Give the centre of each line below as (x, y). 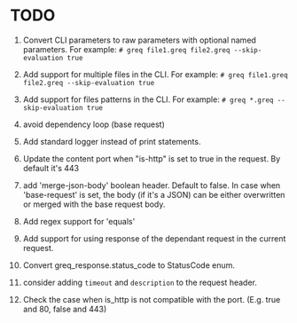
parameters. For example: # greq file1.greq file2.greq (126, 49)
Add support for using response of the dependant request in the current (154, 238)
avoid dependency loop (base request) (94, 124)
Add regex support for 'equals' (79, 221)
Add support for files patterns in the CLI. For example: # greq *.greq (148, 99)
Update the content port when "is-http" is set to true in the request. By (152, 158)
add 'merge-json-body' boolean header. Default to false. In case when (152, 185)
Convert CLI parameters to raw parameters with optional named (139, 40)
